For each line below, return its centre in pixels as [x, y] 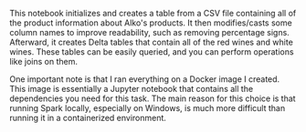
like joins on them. [43, 61]
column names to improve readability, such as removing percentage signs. [149, 32]
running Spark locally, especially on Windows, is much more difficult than [148, 108]
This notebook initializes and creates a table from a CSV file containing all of [153, 13]
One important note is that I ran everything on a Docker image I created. [145, 79]
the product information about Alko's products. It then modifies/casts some [151, 23]
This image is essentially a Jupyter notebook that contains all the [132, 89]
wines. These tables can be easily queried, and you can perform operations [152, 52]
